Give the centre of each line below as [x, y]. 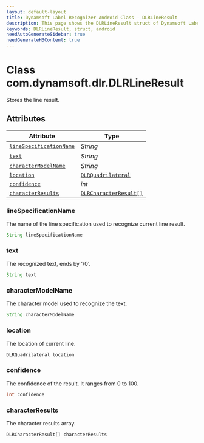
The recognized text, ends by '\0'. [49, 264]
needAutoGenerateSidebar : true [46, 35]
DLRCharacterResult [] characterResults [57, 435]
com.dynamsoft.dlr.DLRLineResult [95, 83]
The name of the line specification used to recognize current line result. [96, 224]
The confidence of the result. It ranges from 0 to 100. [73, 384]
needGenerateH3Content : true [43, 40]
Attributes [26, 119]
